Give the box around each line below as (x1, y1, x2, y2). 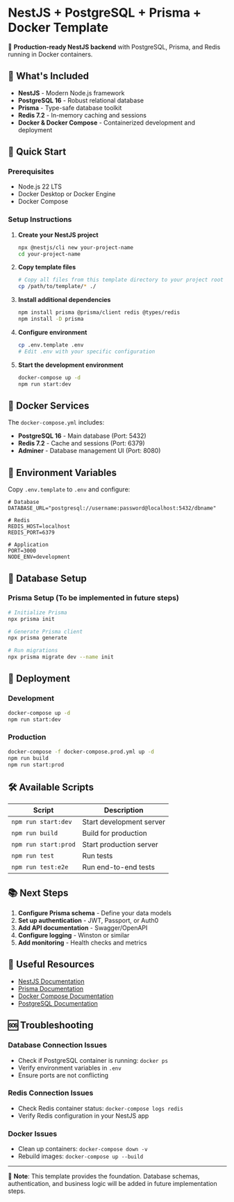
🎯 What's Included (8, 70, 90, 82)
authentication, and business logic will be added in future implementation (8, 1180, 217, 1188)
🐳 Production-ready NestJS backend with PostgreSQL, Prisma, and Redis (8, 42, 221, 51)
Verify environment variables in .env (17, 1063, 122, 1072)
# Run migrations (8, 647, 58, 654)
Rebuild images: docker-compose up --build (17, 1152, 144, 1160)
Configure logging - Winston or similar (17, 931, 130, 940)
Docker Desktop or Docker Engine (17, 190, 116, 198)
